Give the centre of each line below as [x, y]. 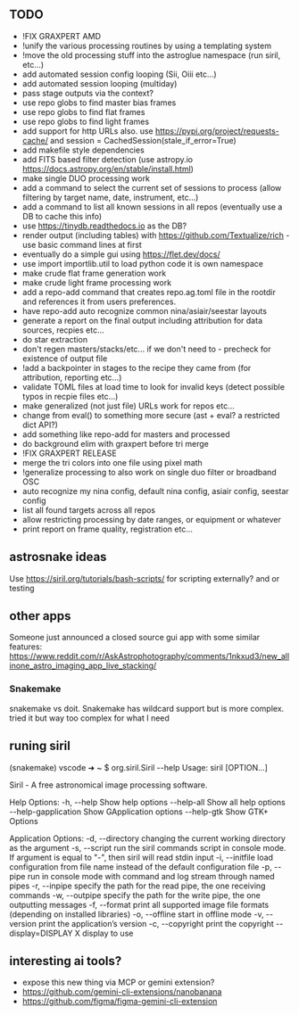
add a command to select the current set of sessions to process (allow [152, 187]
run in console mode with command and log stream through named [151, 876]
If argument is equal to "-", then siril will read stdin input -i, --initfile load [141, 857]
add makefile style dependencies [83, 150]
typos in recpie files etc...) [70, 396]
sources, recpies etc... [63, 330]
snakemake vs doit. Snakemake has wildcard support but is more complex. [147, 708]
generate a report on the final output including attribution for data [142, 320]
